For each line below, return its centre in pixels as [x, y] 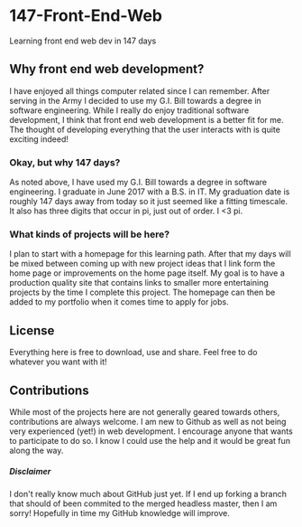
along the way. [37, 450]
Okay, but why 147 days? [65, 162]
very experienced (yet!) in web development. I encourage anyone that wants [151, 431]
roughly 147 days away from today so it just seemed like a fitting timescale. [149, 202]
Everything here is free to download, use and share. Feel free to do [133, 353]
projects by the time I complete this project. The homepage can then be [142, 292]
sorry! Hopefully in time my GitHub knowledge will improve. [119, 513]
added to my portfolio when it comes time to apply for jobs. [119, 302]
